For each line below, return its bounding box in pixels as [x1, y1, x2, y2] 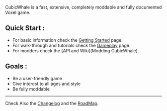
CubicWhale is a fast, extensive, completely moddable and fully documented [5, 4, 162, 10]
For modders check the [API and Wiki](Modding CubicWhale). [12, 47, 139, 54]
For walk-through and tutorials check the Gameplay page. [12, 42, 131, 48]
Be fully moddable [12, 86, 50, 92]
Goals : [5, 62, 27, 71]
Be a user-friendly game [12, 75, 62, 81]
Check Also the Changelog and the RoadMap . [5, 100, 99, 106]
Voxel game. [5, 9, 31, 15]
